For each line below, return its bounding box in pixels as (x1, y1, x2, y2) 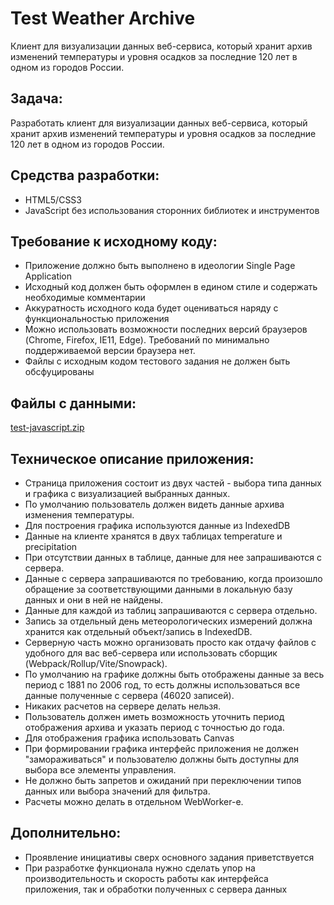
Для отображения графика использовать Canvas (24, 732, 235, 744)
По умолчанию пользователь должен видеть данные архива (24, 498, 285, 510)
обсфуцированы (24, 366, 95, 378)
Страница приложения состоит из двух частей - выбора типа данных (24, 477, 322, 489)
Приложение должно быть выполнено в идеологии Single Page (24, 260, 296, 272)
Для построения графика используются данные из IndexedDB (24, 520, 291, 531)
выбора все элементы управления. (24, 764, 177, 776)
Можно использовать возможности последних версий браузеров (24, 323, 308, 336)
